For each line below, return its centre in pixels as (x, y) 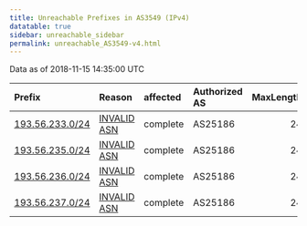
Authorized (218, 92)
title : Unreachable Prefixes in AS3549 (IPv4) (100, 18)
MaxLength (277, 98)
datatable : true (40, 26)
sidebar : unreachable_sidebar (67, 35)
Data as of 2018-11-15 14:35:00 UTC (77, 69)
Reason (116, 98)
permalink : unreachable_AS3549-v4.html (85, 43)
